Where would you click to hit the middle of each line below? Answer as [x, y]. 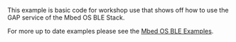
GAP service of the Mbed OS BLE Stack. [66, 17]
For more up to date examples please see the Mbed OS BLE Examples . [111, 31]
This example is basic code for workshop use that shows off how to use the [118, 10]
